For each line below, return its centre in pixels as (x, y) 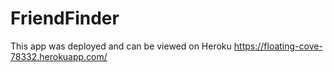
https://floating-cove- (278, 46)
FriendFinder (65, 18)
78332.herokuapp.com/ (59, 56)
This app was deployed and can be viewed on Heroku (121, 46)
